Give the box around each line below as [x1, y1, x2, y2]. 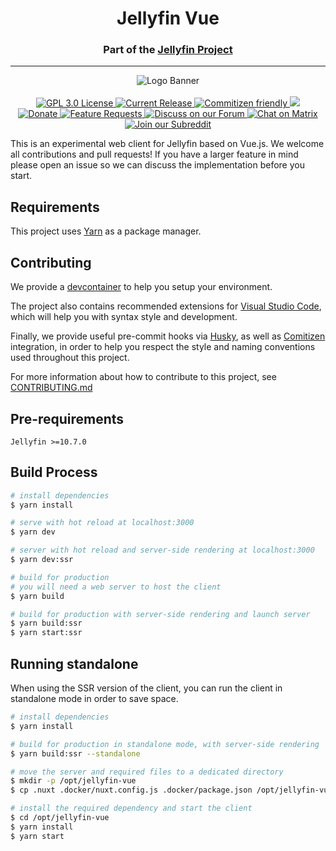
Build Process [10, 464, 98, 481]
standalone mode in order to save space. [10, 693, 179, 705]
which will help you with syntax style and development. [10, 311, 238, 323]
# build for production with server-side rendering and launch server [10, 609, 311, 619]
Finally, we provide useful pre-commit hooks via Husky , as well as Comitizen [10, 330, 326, 342]
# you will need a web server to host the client [10, 582, 222, 592]
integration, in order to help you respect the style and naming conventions [10, 341, 316, 353]
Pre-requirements [10, 410, 125, 427]
